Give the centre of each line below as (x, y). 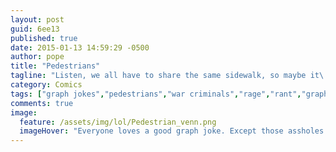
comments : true (42, 103)
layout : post (37, 19)
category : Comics (46, 85)
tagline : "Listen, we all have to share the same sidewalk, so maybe (158, 76)
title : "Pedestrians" (55, 66)
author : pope (37, 57)
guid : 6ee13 (35, 29)
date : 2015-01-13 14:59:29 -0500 (80, 47)
